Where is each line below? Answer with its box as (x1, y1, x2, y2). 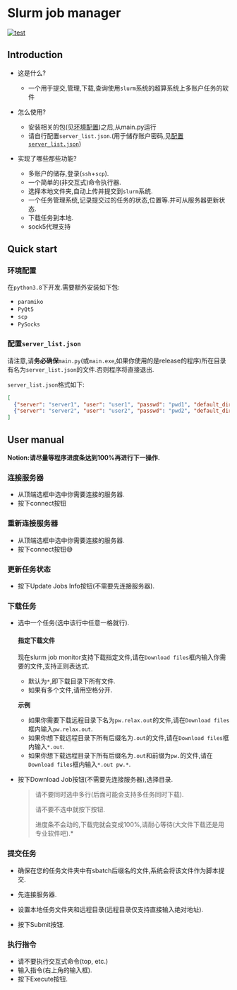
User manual (7, 433, 65, 445)
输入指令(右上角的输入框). (17, 966, 93, 974)
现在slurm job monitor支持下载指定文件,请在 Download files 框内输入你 (17, 653, 220, 661)
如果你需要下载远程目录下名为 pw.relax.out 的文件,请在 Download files (28, 716, 230, 724)
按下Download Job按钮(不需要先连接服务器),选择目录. (17, 775, 174, 784)
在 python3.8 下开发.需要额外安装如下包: (7, 283, 120, 292)
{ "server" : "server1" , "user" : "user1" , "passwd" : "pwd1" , (13, 401, 191, 408)
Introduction (7, 49, 63, 61)
